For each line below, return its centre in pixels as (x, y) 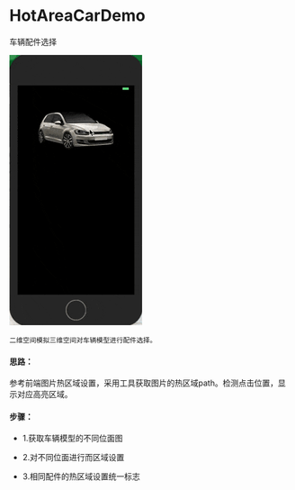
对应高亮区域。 (45, 395)
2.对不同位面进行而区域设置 (73, 458)
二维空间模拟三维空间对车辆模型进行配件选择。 (83, 340)
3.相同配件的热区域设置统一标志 (81, 476)
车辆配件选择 (33, 41)
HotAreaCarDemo (77, 16)
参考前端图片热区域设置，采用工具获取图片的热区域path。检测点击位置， (144, 383)
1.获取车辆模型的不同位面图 (72, 439)
